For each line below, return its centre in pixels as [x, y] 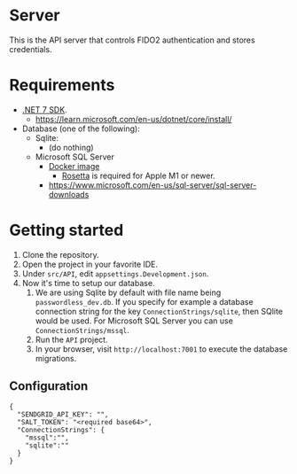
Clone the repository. [60, 254]
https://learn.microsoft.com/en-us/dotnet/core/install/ [133, 119]
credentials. [31, 49]
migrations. [56, 358]
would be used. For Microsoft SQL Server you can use [134, 321]
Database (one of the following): [81, 128]
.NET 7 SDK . [45, 109]
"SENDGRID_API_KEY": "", [63, 414]
